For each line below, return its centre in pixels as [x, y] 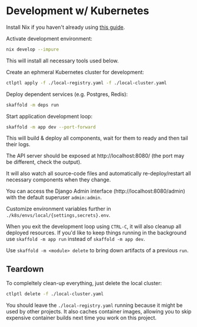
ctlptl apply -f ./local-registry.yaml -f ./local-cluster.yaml [86, 83]
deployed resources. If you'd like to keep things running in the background [96, 233]
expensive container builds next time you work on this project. [81, 318]
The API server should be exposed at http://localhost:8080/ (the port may [95, 156]
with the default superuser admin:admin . [54, 197]
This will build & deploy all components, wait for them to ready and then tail [97, 138]
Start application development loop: [49, 116]
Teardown [25, 269]
